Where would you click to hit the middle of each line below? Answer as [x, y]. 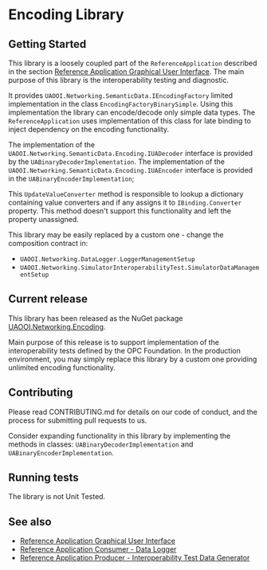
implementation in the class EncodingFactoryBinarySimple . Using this [121, 104]
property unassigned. [44, 219]
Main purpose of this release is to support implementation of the [114, 342]
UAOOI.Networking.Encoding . [57, 326]
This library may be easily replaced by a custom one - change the [116, 235]
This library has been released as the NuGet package [96, 318]
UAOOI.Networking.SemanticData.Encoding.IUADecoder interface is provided [131, 153]
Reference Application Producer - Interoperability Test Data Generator [135, 558]
